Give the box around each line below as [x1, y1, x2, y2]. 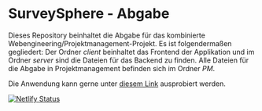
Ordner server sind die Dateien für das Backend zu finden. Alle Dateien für [8, 55, 249, 65]
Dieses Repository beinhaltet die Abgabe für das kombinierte [8, 30, 206, 40]
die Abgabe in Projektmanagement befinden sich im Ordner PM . [8, 63, 216, 73]
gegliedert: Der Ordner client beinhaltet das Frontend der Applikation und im [8, 47, 255, 56]
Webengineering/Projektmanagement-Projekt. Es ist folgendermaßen [8, 38, 232, 48]
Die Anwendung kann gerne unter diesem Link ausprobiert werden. [8, 79, 226, 88]
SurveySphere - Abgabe [8, 5, 170, 23]
